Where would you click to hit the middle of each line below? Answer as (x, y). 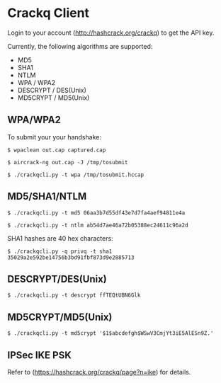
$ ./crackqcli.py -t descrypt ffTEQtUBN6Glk (74, 295)
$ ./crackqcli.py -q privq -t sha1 (60, 251)
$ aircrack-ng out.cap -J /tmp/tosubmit (68, 162)
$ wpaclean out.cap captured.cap (57, 150)
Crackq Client (49, 13)
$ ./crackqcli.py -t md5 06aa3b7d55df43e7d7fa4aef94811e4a (96, 213)
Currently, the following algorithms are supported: (80, 46)
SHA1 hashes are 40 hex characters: (60, 238)
